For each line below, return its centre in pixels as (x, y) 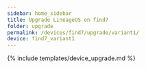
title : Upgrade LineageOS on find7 (58, 20)
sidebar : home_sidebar (39, 13)
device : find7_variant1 (41, 39)
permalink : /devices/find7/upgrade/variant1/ (73, 32)
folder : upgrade (30, 26)
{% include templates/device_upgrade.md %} (71, 58)
